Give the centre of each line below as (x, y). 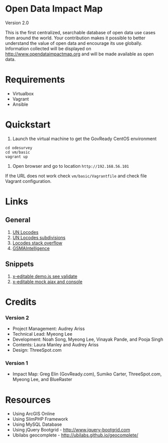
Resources (28, 400)
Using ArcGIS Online (34, 414)
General (18, 220)
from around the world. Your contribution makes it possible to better (75, 38)
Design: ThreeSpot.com (37, 350)
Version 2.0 (17, 23)
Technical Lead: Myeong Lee (42, 334)
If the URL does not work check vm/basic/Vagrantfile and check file (76, 176)
